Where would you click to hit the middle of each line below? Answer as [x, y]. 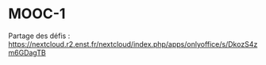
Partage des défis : [39, 36]
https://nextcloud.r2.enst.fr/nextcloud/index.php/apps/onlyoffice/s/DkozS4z [133, 44]
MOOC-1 [37, 14]
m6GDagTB [27, 52]
